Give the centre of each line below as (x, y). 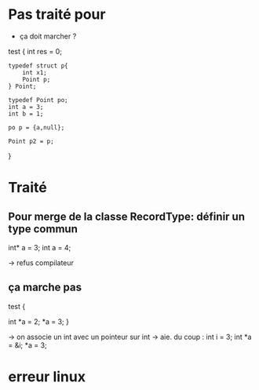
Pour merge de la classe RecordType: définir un (127, 216)
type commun (43, 229)
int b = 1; (26, 114)
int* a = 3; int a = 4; (40, 247)
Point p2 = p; (31, 141)
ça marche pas (45, 288)
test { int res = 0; (35, 51)
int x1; (35, 72)
